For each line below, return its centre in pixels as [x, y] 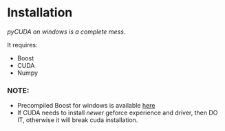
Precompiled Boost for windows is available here [86, 106]
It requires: [22, 45]
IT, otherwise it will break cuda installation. [77, 120]
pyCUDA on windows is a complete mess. [66, 32]
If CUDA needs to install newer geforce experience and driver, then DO [117, 113]
